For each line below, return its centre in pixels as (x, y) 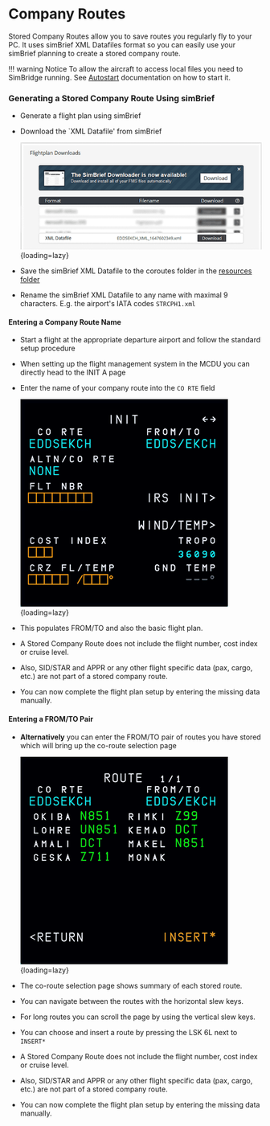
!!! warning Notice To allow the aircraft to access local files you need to (126, 68)
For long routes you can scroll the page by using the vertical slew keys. (137, 1017)
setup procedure (47, 348)
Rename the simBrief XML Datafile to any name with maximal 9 (124, 295)
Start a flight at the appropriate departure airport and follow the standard (140, 340)
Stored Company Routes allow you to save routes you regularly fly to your (130, 36)
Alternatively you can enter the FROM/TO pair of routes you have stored (140, 737)
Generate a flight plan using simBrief (80, 116)
